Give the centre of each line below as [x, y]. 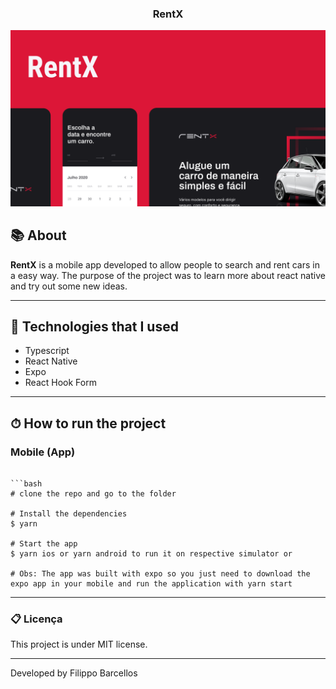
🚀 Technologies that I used [94, 327]
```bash [26, 484]
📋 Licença [36, 619]
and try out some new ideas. [69, 286]
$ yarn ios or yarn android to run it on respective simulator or [151, 554]
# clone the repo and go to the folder [93, 494]
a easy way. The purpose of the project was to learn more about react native [168, 275]
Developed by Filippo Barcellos [74, 673]
